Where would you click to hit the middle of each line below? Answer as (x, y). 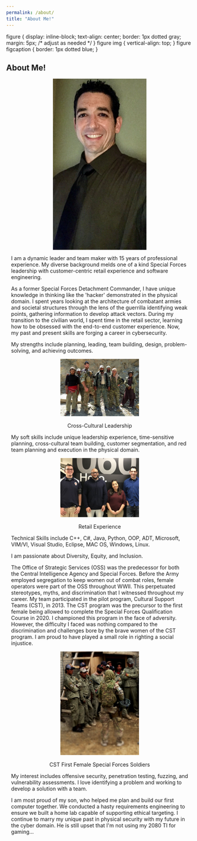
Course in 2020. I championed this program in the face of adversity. (94, 618)
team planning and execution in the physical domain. (75, 450)
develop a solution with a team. (49, 788)
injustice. (22, 643)
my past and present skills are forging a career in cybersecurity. (89, 333)
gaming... (23, 831)
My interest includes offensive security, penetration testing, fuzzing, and (100, 776)
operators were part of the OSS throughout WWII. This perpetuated (93, 586)
